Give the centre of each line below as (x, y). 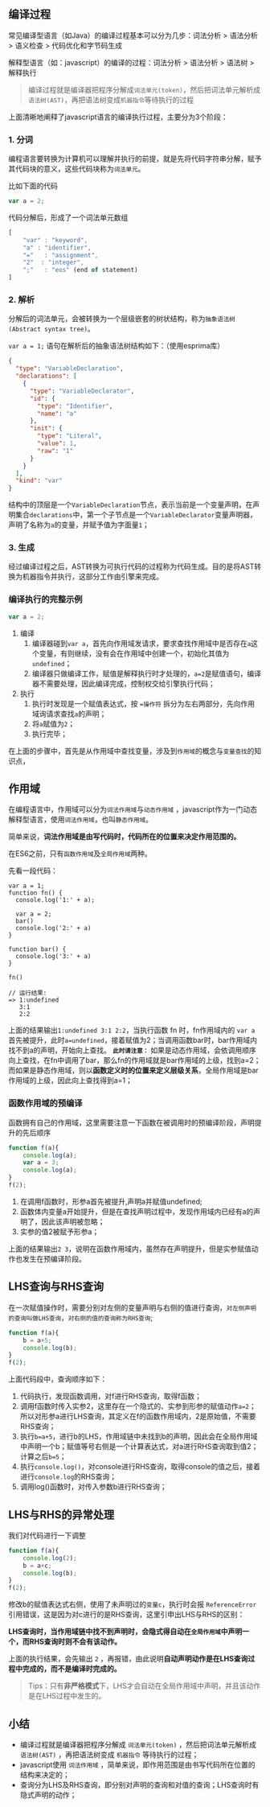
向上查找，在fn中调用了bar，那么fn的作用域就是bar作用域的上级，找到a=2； (135, 1060)
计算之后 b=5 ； (43, 1457)
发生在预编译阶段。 (54, 1258)
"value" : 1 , (57, 444)
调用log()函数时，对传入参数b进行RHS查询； (93, 1487)
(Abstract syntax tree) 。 (51, 329)
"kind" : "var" (39, 481)
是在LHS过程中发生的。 (67, 1696)
